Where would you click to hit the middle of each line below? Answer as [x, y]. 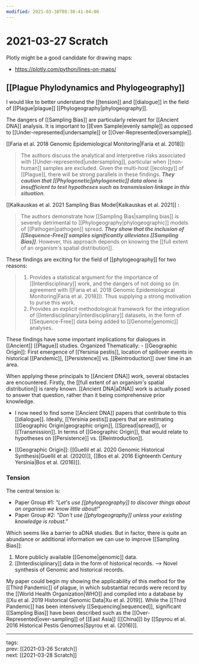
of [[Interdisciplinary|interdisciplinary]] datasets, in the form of [105, 315]
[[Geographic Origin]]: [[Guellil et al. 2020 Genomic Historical [89, 450]
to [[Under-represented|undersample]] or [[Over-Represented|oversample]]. [99, 133]
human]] [31, 168]
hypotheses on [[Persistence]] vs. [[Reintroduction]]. [79, 438]
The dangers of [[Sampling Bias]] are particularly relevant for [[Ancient [92, 120]
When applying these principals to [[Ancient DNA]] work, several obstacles [98, 376]
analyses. [41, 328]
